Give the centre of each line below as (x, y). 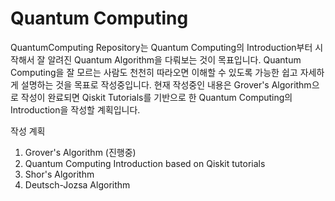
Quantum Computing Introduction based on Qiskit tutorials (145, 163)
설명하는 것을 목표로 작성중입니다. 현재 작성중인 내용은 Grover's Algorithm (166, 84)
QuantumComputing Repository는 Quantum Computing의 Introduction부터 (161, 47)
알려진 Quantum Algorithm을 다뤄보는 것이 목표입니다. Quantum (174, 59)
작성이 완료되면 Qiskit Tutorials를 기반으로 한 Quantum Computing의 (156, 97)
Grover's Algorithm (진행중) (80, 152)
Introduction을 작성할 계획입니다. (75, 109)
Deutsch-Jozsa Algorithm (77, 184)
